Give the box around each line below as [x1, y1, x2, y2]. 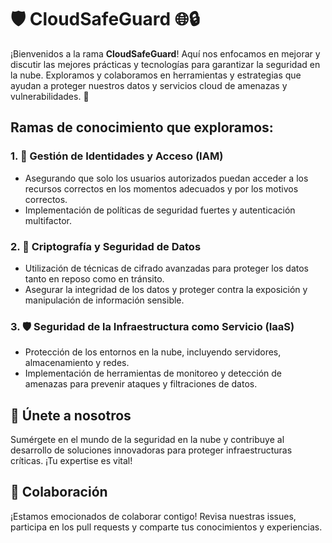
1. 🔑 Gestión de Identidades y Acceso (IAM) [10, 149, 224, 163]
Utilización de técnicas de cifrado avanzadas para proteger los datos [24, 262, 310, 274]
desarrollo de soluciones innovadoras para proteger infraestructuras [10, 444, 293, 456]
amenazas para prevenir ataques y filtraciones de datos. [24, 378, 258, 390]
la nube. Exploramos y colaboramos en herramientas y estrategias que [10, 69, 302, 81]
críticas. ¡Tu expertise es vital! [10, 455, 133, 467]
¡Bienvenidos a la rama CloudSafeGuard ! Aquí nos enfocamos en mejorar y [10, 47, 321, 60]
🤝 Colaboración [10, 484, 108, 501]
